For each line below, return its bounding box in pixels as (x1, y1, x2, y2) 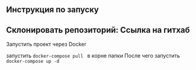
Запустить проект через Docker (6, 41, 87, 48)
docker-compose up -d (6, 59, 60, 65)
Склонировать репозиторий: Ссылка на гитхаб (6, 25, 191, 35)
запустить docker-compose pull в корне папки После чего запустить (6, 52, 180, 59)
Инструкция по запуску (6, 5, 99, 15)
